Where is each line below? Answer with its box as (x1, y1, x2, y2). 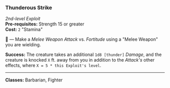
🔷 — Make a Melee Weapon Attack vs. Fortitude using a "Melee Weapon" (5, 36, 158, 42)
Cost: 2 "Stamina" (5, 26, 43, 33)
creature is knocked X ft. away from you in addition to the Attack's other (5, 57, 155, 63)
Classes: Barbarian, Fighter (5, 77, 63, 83)
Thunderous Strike (5, 4, 52, 11)
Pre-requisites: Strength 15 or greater (5, 21, 84, 27)
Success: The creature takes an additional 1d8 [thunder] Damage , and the (5, 51, 162, 57)
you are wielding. (5, 42, 41, 48)
